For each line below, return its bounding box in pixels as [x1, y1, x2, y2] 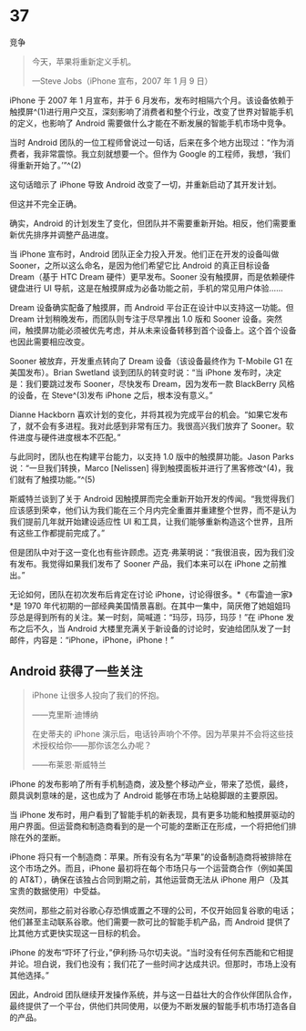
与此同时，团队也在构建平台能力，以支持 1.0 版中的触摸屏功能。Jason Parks [9, 451, 294, 462]
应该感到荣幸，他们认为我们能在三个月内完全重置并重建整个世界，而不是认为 [9, 505, 297, 515]
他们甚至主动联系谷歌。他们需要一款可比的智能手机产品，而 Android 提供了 [9, 916, 291, 927]
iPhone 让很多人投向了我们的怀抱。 [31, 689, 165, 700]
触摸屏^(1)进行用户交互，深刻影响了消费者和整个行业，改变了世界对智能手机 [9, 106, 294, 117]
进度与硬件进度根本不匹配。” [16, 432, 121, 443]
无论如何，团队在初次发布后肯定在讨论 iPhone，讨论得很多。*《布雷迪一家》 [9, 588, 293, 599]
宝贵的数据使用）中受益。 [9, 885, 106, 896]
